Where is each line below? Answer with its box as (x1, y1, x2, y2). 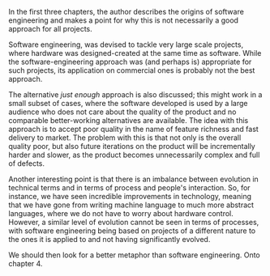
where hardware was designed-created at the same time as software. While (8, 49, 262, 57)
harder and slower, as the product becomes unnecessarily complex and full (8, 150, 260, 159)
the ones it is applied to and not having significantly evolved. (8, 235, 211, 244)
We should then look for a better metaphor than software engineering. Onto (8, 250, 261, 260)
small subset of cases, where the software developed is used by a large (8, 99, 248, 108)
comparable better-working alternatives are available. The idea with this (8, 116, 249, 125)
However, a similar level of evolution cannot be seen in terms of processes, (8, 218, 259, 227)
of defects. (8, 159, 45, 168)
